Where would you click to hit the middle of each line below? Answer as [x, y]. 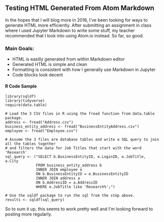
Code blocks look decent [38, 75]
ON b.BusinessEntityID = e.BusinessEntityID [82, 174]
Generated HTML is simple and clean [50, 64]
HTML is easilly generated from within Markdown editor [68, 59]
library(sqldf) [21, 96]
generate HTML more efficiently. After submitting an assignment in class [78, 25]
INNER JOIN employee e [59, 170]
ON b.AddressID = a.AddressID [67, 183]
